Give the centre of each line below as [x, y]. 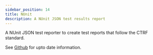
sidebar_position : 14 [28, 10]
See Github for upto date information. [43, 48]
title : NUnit [19, 14]
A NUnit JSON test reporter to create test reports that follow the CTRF [76, 33]
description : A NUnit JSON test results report [55, 19]
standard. [15, 38]
